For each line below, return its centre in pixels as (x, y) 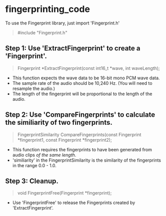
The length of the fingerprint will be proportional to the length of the (82, 94)
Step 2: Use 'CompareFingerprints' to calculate (80, 115)
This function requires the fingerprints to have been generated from (82, 149)
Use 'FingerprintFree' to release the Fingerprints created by (74, 203)
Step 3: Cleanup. (32, 181)
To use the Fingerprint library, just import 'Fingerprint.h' (62, 23)
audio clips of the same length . (44, 155)
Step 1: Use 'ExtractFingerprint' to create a (73, 48)
